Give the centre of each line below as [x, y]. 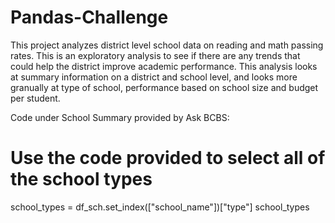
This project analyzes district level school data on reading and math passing [167, 45]
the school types [81, 179]
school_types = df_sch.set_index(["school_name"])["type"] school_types [160, 207]
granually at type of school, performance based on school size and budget [164, 87]
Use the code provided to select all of [168, 158]
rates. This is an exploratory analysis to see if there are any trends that [155, 55]
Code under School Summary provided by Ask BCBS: [120, 117]
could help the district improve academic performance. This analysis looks [164, 66]
